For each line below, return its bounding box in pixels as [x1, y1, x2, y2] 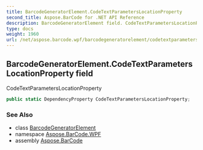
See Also [6, 110, 33, 119]
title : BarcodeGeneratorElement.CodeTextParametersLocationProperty [6, 8, 182, 15]
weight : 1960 [6, 31, 39, 37]
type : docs [6, 25, 34, 32]
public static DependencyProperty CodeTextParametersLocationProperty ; [6, 96, 190, 102]
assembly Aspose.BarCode [14, 137, 83, 144]
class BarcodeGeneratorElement [14, 124, 96, 131]
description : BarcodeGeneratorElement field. [6, 20, 123, 26]
